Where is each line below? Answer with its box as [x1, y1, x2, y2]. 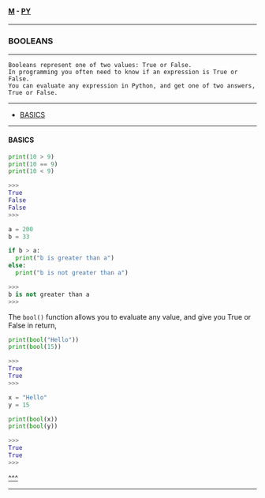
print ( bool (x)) [8, 415, 58, 423]
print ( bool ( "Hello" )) [8, 335, 80, 343]
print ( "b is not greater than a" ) [15, 269, 129, 277]
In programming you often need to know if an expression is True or [8, 68, 238, 76]
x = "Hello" [8, 393, 47, 402]
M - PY [8, 6, 32, 16]
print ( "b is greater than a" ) [15, 254, 114, 262]
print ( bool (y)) [8, 422, 58, 430]
